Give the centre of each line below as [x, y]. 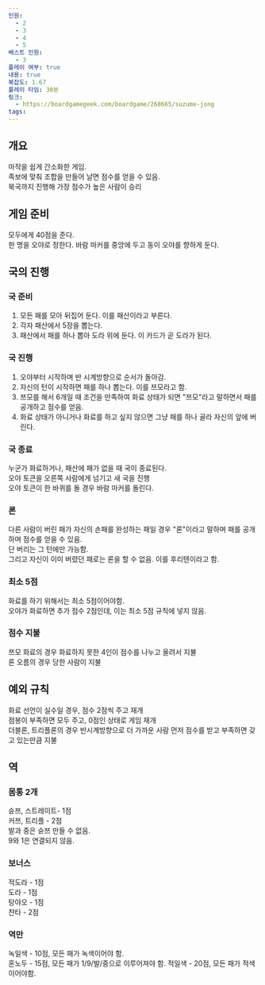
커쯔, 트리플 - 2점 [35, 821]
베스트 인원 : [26, 53]
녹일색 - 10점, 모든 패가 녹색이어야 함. [66, 953]
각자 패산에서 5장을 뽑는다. [61, 325]
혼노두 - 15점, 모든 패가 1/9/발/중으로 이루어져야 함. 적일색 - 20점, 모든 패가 [124, 963]
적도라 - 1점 [26, 882]
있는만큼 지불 [37, 740]
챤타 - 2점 [24, 912]
